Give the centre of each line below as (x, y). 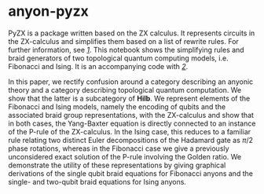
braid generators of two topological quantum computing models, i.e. (119, 58)
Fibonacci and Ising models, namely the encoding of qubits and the (117, 106)
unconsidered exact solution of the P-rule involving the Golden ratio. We (125, 156)
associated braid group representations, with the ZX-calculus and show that (131, 115)
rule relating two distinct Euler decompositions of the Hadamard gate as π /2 (131, 140)
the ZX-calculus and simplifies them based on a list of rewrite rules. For (124, 41)
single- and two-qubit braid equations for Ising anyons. (97, 181)
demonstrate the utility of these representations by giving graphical (117, 165)
